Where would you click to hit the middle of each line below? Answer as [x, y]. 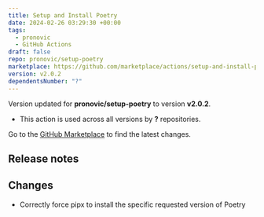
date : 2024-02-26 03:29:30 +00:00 [65, 23]
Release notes [44, 158]
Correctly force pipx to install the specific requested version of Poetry [132, 204]
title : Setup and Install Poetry [63, 15]
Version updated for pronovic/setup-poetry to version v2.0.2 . [110, 104]
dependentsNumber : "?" [45, 81]
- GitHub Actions [44, 45]
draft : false [29, 52]
